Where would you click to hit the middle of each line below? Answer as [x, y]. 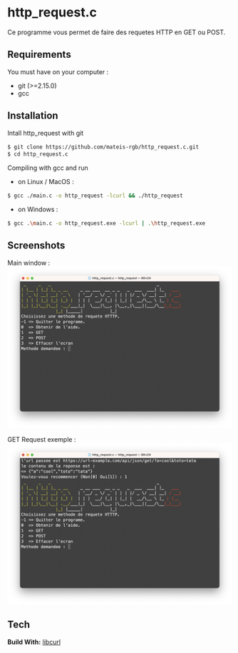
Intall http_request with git [46, 133]
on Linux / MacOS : [46, 182]
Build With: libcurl [34, 642]
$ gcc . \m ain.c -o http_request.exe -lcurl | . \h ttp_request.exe [106, 223]
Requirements [39, 55]
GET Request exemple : [42, 439]
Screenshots [36, 246]
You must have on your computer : [58, 71]
